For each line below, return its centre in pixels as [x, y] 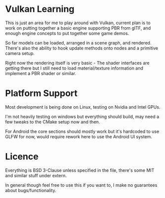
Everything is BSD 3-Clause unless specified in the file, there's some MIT [80, 170]
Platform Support [41, 94]
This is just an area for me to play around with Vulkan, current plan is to [78, 23]
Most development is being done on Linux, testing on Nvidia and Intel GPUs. [83, 107]
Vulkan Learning [40, 9]
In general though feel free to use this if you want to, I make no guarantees [81, 185]
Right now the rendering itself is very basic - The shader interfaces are [77, 63]
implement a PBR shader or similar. [41, 73]
